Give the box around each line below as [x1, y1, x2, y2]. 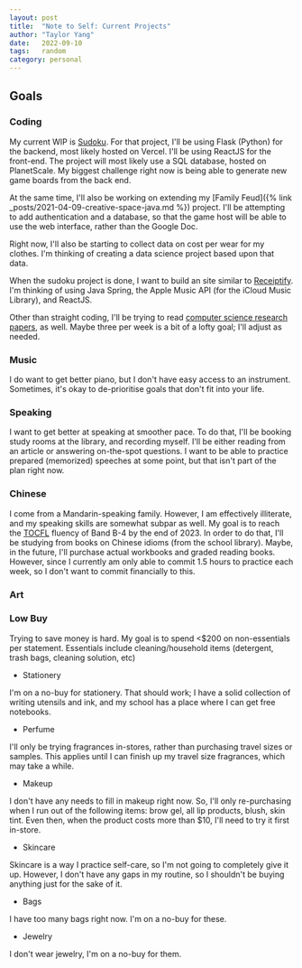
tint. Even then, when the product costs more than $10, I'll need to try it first [9, 814, 290, 825]
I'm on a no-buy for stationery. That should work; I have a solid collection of [9, 687, 291, 698]
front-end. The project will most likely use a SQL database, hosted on [9, 155, 267, 166]
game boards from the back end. [9, 174, 132, 185]
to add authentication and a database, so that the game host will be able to [9, 211, 287, 222]
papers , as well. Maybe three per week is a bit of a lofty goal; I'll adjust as [9, 321, 282, 332]
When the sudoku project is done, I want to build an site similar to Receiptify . [9, 275, 294, 285]
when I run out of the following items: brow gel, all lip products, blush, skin [9, 805, 286, 815]
